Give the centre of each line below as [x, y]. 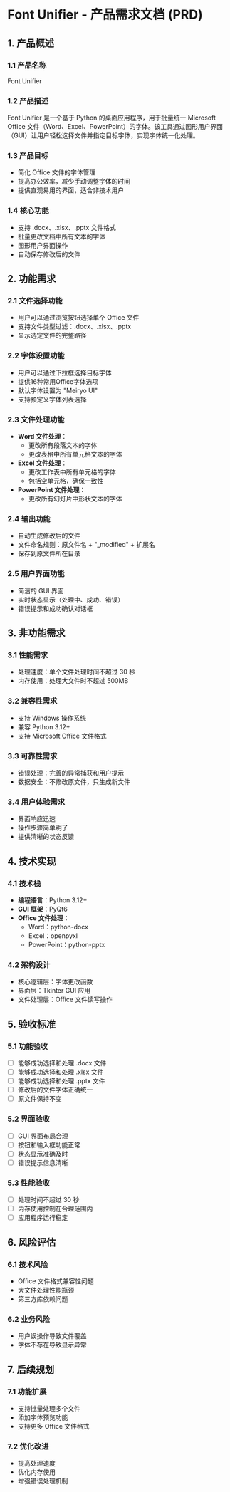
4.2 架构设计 [29, 964]
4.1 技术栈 [24, 883]
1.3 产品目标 [28, 156]
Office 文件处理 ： [43, 918]
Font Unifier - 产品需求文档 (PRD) [105, 15]
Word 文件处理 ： [42, 437]
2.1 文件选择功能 [35, 301]
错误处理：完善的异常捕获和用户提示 [71, 773]
